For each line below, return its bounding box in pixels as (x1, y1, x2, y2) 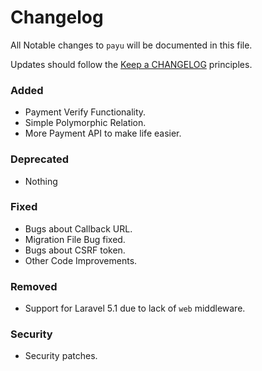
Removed (10, 279, 58, 293)
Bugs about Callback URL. (24, 222, 133, 235)
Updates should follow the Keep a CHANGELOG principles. (10, 58, 253, 70)
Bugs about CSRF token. (24, 244, 126, 256)
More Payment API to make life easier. (24, 127, 182, 140)
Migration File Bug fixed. (24, 233, 126, 245)
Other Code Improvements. (24, 254, 138, 266)
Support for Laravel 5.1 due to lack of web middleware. (24, 302, 246, 315)
